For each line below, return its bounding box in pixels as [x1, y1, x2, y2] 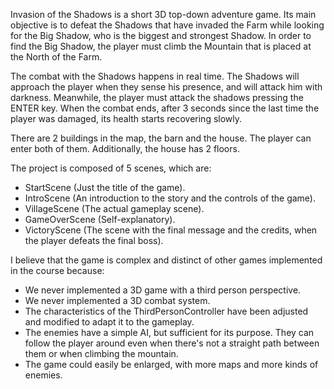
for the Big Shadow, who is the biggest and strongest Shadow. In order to [10, 30, 312, 41]
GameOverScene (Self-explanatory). [24, 214, 176, 225]
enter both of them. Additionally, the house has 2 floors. [10, 143, 240, 154]
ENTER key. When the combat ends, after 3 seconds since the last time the [10, 102, 320, 114]
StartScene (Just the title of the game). [24, 182, 186, 193]
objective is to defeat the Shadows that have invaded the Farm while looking [10, 19, 325, 31]
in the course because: [10, 265, 105, 276]
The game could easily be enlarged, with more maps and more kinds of [24, 359, 319, 370]
